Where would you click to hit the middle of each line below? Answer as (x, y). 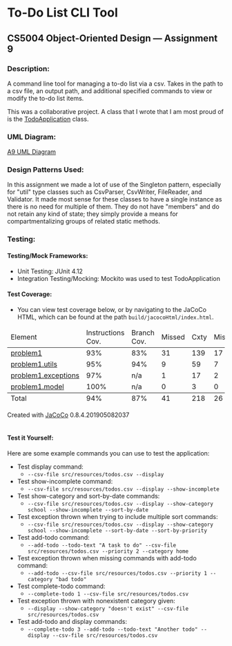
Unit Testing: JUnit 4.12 (50, 271)
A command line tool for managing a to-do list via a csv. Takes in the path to (115, 84)
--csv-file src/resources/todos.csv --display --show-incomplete (123, 489)
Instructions (105, 333)
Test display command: (50, 467)
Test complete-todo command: (61, 586)
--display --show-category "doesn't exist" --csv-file (108, 609)
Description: (28, 68)
